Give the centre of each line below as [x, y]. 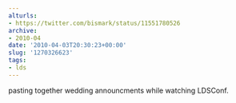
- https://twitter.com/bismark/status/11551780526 [94, 23]
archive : [23, 30]
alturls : [23, 16]
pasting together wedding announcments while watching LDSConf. [119, 90]
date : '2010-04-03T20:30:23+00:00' [68, 46]
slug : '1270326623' [41, 53]
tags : [17, 61]
